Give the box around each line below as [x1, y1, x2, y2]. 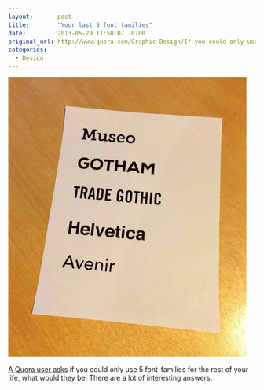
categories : [8, 46, 47, 54]
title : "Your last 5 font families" [8, 20, 153, 29]
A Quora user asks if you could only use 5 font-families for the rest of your [8, 365, 249, 373]
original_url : [8, 38, 55, 46]
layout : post [8, 13, 72, 20]
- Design [15, 54, 44, 62]
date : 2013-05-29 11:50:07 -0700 [8, 29, 146, 37]
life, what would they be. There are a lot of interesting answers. [8, 373, 213, 382]
